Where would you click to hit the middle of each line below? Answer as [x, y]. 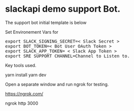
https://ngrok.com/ [24, 93]
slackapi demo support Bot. [63, 9]
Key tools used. [21, 65]
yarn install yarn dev [26, 75]
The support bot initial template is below [46, 22]
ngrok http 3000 [22, 103]
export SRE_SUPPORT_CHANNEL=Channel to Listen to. [67, 56]
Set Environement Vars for [32, 32]
